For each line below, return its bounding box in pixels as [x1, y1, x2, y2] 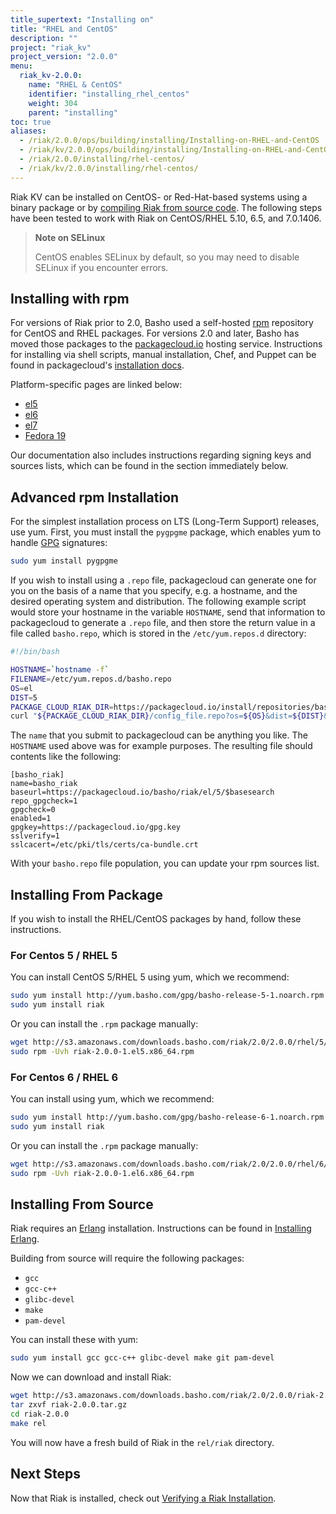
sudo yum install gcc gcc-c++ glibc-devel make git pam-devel [10, 1353, 275, 1363]
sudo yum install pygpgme [10, 556, 118, 566]
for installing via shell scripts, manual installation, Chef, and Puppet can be [10, 349, 317, 361]
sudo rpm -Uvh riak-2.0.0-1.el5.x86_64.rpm [10, 1046, 195, 1056]
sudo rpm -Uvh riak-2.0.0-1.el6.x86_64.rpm [10, 1168, 195, 1178]
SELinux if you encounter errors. [34, 261, 169, 273]
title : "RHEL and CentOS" [10, 24, 118, 34]
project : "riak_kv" [10, 42, 92, 53]
